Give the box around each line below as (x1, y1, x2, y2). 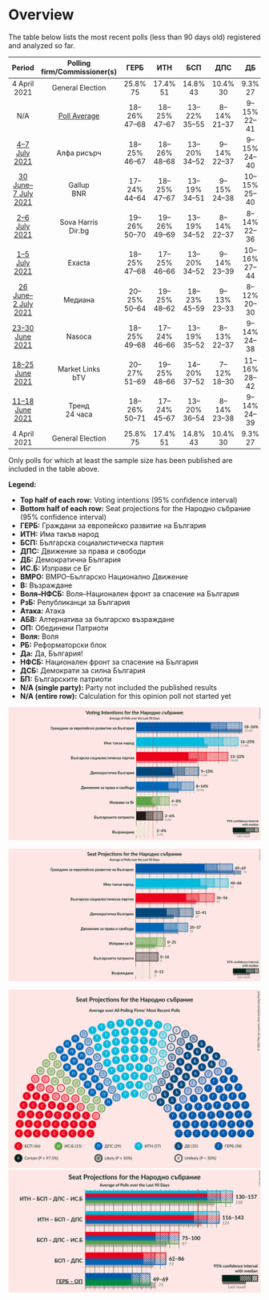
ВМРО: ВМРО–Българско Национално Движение (19, 571, 188, 581)
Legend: (8, 479, 37, 489)
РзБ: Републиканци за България (19, 597, 130, 607)
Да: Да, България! (19, 648, 83, 658)
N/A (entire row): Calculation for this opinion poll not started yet (19, 691, 231, 701)
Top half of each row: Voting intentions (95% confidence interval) (19, 495, 238, 505)
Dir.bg (69, 225, 90, 235)
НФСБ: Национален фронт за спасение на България (19, 656, 199, 667)
